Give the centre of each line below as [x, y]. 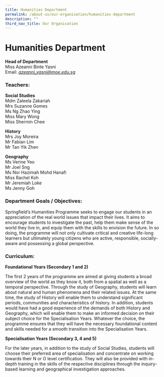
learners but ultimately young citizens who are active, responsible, [72, 238]
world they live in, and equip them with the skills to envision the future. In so [82, 227]
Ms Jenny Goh [20, 188]
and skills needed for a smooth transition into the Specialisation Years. [76, 329]
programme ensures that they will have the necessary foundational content [81, 324]
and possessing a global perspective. [57, 243]
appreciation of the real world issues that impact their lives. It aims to [75, 217]
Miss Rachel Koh [22, 178]
